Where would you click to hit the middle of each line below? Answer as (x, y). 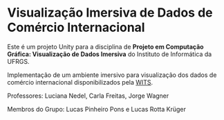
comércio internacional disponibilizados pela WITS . (80, 82)
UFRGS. (18, 61)
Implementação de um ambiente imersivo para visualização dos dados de (112, 75)
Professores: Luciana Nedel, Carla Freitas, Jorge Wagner (88, 96)
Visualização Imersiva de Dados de (110, 13)
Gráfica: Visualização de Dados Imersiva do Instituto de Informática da (110, 54)
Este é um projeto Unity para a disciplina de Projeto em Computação (105, 46)
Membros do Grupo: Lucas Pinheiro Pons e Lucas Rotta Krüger (97, 109)
